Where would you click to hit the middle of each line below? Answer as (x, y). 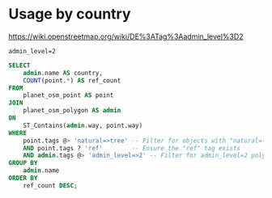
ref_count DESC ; (51, 185)
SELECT (19, 65)
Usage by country (70, 14)
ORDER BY (23, 179)
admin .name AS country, (63, 73)
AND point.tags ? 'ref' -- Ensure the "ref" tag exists (132, 148)
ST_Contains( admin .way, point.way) (83, 125)
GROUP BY (23, 163)
